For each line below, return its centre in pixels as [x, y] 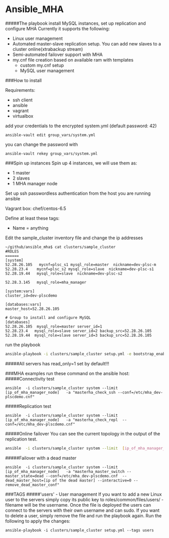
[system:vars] [20, 291]
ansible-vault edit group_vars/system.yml [50, 135]
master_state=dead [24, 476]
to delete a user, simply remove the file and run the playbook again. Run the [83, 515]
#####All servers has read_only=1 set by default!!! [57, 363]
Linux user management [37, 38]
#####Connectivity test [30, 379]
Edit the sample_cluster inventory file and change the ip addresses [74, 238]
